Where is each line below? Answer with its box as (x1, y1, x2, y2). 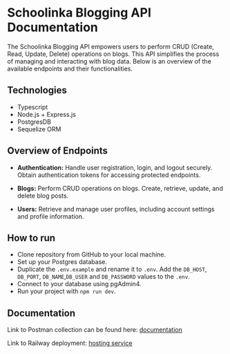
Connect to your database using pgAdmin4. (17, 280, 142, 288)
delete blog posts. (17, 192, 69, 200)
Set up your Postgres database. (17, 258, 108, 266)
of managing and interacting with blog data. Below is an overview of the (7, 57, 212, 65)
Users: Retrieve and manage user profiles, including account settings (17, 205, 215, 213)
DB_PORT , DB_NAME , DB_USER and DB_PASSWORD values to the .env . (17, 272, 190, 281)
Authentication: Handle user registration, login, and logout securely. (17, 163, 213, 171)
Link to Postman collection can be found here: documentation (7, 326, 183, 334)
